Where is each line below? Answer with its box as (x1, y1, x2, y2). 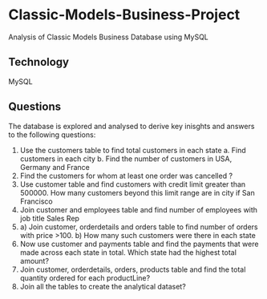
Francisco (19, 196, 54, 206)
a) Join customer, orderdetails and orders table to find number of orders (19, 222, 258, 232)
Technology (8, 55, 70, 69)
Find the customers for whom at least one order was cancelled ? (19, 171, 233, 180)
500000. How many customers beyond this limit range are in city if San (19, 188, 255, 197)
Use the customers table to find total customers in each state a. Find (19, 145, 246, 155)
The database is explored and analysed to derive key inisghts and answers (8, 121, 255, 131)
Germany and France (19, 162, 90, 172)
